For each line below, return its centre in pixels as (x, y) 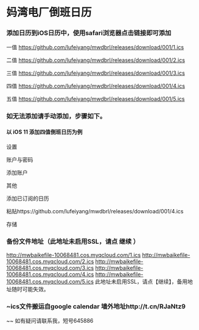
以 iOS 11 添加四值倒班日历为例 (44, 132)
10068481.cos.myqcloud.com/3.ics (50, 267)
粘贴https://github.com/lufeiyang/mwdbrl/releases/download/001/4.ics (95, 211)
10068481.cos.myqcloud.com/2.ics (50, 261)
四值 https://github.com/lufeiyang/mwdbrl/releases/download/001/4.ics (96, 86)
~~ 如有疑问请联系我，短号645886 (50, 321)
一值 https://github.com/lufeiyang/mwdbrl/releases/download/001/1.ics (95, 47)
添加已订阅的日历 (28, 198)
